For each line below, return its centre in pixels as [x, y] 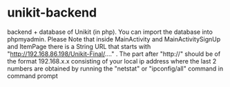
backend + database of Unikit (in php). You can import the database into [110, 32]
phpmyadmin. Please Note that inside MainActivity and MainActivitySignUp [114, 39]
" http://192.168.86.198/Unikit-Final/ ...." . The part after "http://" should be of [114, 54]
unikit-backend [52, 13]
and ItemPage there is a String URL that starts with [79, 46]
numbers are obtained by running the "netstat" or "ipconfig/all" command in [115, 68]
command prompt [32, 76]
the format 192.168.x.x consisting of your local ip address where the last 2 [112, 61]
